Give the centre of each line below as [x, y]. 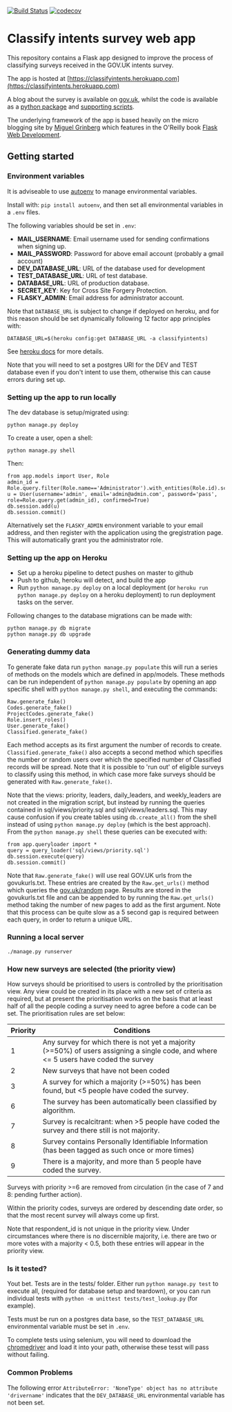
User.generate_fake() [38, 726]
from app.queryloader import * [52, 844]
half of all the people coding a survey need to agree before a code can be [112, 1006]
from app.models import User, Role [58, 476]
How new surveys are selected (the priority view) [91, 969]
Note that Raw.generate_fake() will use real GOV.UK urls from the [99, 875]
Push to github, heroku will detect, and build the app [91, 580]
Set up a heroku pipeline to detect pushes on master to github [105, 573]
